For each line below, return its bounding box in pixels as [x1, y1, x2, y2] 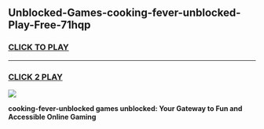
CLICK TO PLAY [8, 42, 69, 53]
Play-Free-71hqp [8, 19, 91, 32]
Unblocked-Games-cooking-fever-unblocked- [8, 6, 241, 20]
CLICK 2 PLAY [8, 71, 63, 82]
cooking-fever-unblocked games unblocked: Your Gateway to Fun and [8, 103, 243, 113]
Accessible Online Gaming [8, 112, 97, 121]
